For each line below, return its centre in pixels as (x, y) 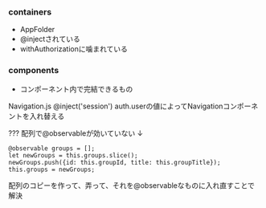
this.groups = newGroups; (51, 169)
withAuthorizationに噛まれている (74, 49)
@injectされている (50, 39)
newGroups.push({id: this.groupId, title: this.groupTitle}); (115, 162)
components (34, 71)
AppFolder (37, 30)
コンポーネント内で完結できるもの (76, 89)
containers (30, 12)
